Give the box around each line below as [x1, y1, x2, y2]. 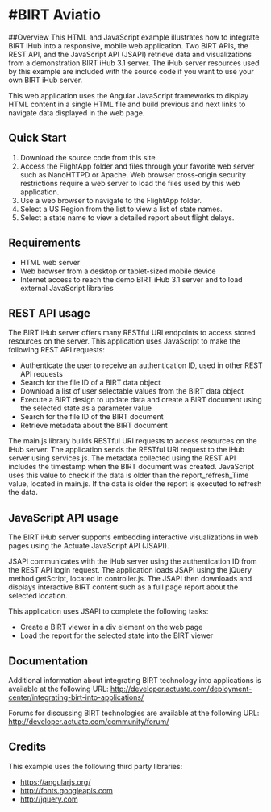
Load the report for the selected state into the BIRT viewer [19, 631, 214, 640]
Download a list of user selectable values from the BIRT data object [19, 386, 244, 396]
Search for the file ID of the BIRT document [19, 412, 164, 422]
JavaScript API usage [8, 510, 119, 525]
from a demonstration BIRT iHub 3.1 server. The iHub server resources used [8, 58, 260, 68]
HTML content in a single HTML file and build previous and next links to [8, 99, 246, 109]
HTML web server [19, 257, 81, 267]
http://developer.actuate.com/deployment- [110, 684, 252, 693]
